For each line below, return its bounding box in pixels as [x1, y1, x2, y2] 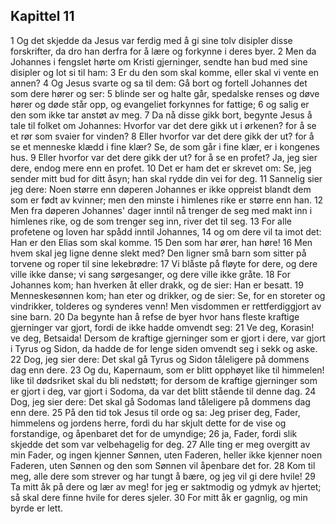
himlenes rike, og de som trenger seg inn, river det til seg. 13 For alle [10, 215, 292, 227]
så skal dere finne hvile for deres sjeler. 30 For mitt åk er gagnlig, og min [10, 491, 308, 503]
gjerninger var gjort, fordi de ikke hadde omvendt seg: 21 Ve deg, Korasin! [10, 321, 315, 333]
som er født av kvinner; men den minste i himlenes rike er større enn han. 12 [10, 194, 324, 206]
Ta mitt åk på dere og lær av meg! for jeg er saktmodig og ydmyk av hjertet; [10, 480, 322, 493]
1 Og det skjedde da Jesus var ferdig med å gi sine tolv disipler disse [10, 34, 293, 46]
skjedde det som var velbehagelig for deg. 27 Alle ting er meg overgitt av [10, 438, 311, 450]
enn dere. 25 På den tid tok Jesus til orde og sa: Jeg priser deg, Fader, [10, 406, 301, 418]
